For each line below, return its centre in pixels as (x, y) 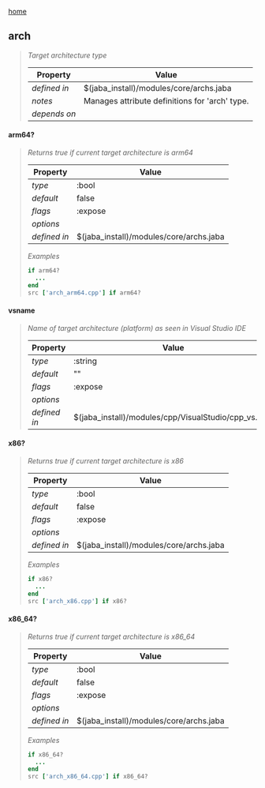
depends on (54, 114)
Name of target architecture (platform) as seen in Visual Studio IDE (137, 328)
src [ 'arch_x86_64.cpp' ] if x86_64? (88, 777)
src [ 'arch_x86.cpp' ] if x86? (77, 601)
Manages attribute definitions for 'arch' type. (166, 100)
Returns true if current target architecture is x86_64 (111, 636)
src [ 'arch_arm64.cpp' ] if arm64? (84, 293)
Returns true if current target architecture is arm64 (110, 152)
